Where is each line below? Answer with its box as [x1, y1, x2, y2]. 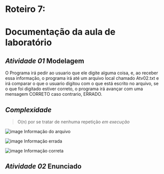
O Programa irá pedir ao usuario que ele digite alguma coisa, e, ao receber [5, 70, 159, 76]
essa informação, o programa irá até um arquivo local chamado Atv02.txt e [5, 75, 160, 81]
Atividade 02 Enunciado [5, 162, 82, 171]
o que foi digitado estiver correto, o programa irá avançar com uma [5, 86, 143, 92]
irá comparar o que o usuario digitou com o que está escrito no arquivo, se [5, 81, 159, 87]
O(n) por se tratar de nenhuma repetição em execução [17, 119, 130, 125]
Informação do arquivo [24, 129, 71, 134]
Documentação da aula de [5, 26, 116, 38]
